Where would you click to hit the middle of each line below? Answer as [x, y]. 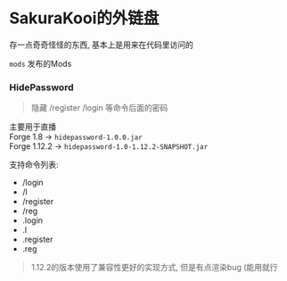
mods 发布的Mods [41, 63]
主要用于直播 [33, 127]
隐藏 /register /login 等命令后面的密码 [99, 108]
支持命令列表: [34, 165]
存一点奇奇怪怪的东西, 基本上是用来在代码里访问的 [101, 45]
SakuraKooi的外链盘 [84, 18]
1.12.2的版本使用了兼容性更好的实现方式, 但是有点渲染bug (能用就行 [154, 268]
